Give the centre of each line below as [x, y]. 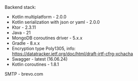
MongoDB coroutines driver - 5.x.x [47, 38]
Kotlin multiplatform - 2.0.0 [39, 17]
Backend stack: [20, 7]
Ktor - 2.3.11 [24, 27]
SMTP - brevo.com [24, 74]
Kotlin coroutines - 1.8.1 [35, 64]
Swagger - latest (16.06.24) [40, 59]
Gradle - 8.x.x [26, 43]
